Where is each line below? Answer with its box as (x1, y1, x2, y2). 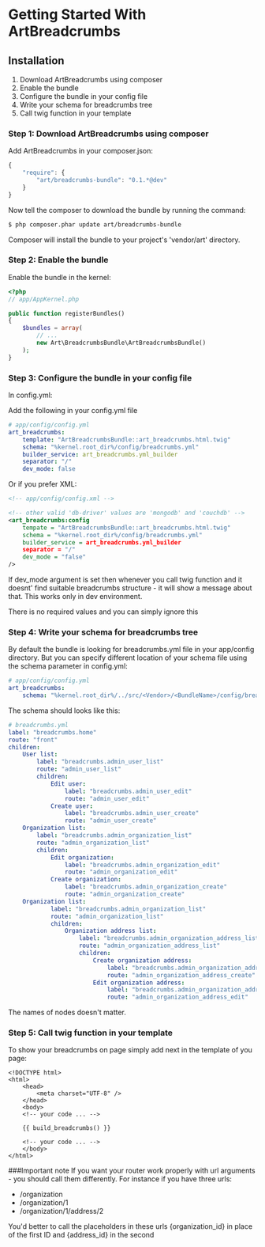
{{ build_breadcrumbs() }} (22, 1124, 111, 1132)
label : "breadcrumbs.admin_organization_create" (64, 883, 227, 891)
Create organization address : (92, 956, 192, 965)
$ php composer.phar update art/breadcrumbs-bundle (8, 220, 181, 229)
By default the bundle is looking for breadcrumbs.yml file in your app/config (8, 645, 255, 654)
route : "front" (8, 736, 58, 744)
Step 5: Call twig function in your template (8, 1027, 174, 1038)
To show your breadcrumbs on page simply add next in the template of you (8, 1045, 252, 1055)
